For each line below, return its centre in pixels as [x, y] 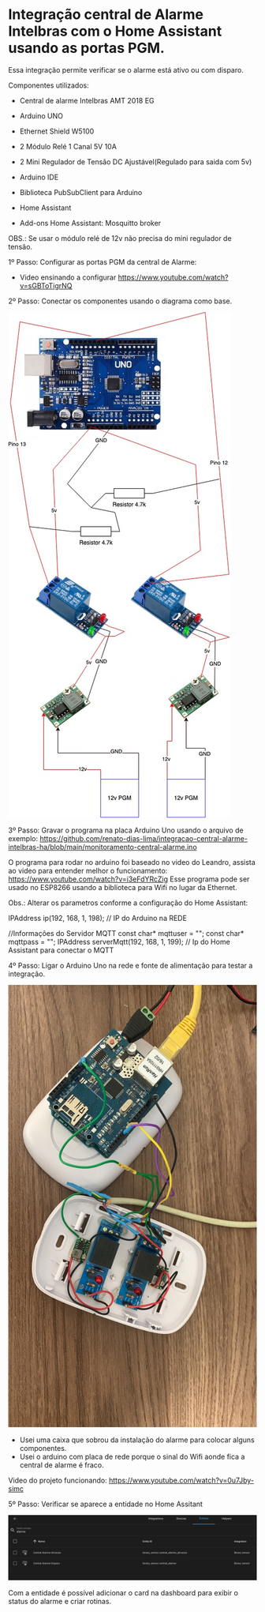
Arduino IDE [39, 177]
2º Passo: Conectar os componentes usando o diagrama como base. [120, 301]
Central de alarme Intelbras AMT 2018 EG [87, 100]
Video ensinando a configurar [68, 277]
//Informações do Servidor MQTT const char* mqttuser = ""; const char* [126, 933]
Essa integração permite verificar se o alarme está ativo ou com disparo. [126, 70]
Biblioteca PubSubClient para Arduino [81, 192]
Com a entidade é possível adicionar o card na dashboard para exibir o [123, 1592]
